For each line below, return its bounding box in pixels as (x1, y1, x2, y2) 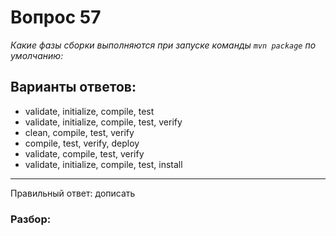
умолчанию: (10, 49, 64, 61)
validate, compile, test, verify (24, 147, 145, 160)
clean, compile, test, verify (24, 126, 135, 138)
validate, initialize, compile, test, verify (24, 116, 183, 128)
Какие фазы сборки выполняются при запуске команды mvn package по (10, 39, 317, 51)
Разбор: (10, 212, 52, 226)
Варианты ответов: (10, 79, 137, 96)
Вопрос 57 (10, 6, 102, 29)
